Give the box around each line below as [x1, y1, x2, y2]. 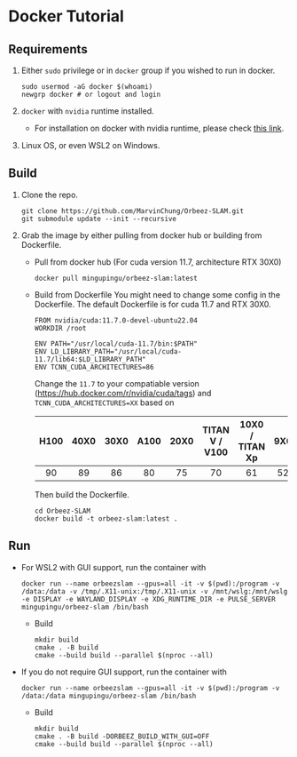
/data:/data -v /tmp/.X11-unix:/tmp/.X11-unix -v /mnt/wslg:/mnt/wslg [20, 586, 288, 596]
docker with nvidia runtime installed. [20, 106, 154, 116]
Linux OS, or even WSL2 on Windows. [20, 140, 160, 150]
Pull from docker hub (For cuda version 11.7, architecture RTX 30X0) [34, 256, 282, 267]
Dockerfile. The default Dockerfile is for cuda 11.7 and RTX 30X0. [34, 299, 271, 309]
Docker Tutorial [8, 6, 125, 27]
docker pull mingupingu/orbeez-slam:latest [34, 274, 199, 283]
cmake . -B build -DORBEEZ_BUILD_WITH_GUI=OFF [34, 731, 210, 741]
